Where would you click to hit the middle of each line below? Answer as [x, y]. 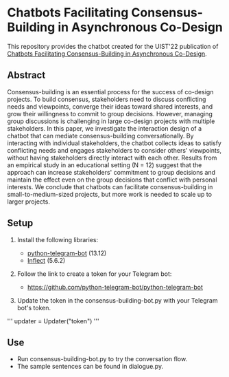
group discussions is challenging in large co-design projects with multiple [111, 121]
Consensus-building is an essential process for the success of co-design [110, 91]
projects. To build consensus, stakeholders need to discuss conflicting [107, 99]
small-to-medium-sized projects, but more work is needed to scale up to [110, 194]
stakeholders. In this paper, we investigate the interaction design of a [105, 128]
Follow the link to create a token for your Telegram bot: [94, 274]
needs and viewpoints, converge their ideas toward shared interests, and [110, 106]
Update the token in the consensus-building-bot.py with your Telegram [117, 300]
